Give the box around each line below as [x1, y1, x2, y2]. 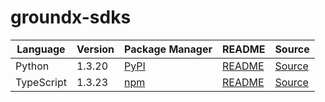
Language [16, 42, 66, 56]
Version [76, 42, 115, 56]
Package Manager [124, 42, 213, 56]
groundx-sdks [10, 6, 132, 29]
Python [15, 59, 50, 73]
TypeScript [15, 75, 67, 89]
